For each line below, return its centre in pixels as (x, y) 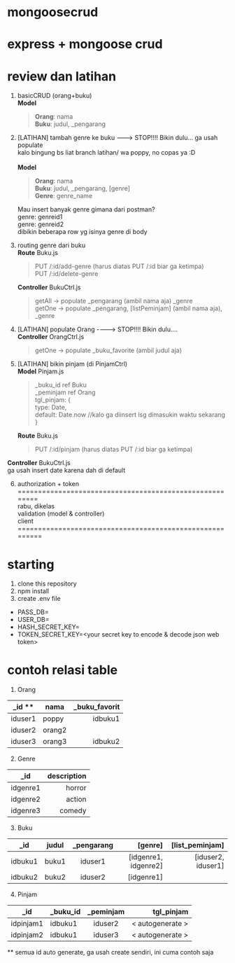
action (76, 799)
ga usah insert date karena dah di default (66, 471)
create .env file (39, 599)
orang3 (55, 742)
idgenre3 (26, 811)
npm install (33, 591)
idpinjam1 (27, 924)
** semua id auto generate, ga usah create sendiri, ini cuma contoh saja (111, 952)
